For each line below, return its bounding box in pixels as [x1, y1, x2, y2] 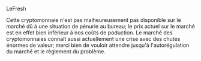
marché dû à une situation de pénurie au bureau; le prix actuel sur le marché [6, 23, 195, 30]
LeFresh [6, 5, 26, 12]
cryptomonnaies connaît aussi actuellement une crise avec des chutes [6, 36, 181, 42]
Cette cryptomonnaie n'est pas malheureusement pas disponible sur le [6, 17, 181, 23]
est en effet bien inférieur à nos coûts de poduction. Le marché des [6, 29, 173, 36]
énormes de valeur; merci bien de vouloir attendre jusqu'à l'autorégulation [6, 41, 190, 49]
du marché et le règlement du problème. [6, 48, 106, 55]
